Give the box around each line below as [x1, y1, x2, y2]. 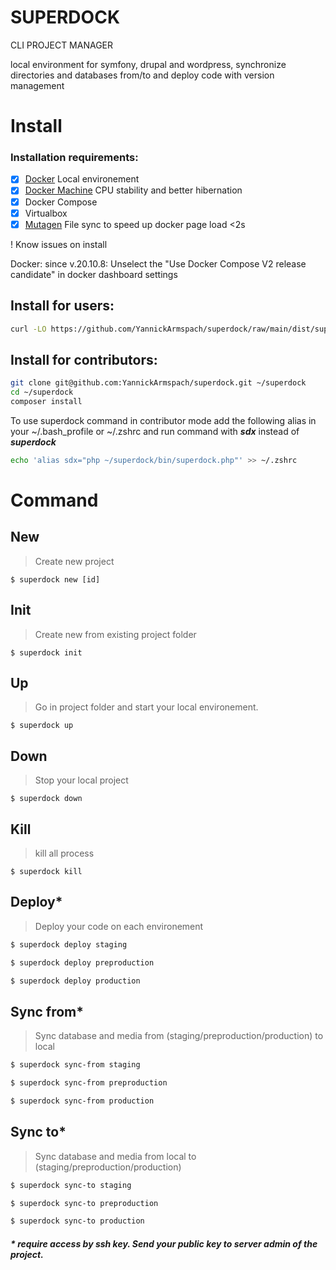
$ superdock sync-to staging [10, 1180, 132, 1190]
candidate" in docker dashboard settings [10, 268, 178, 280]
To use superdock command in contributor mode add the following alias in [10, 414, 317, 426]
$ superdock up [10, 721, 74, 731]
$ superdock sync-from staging [10, 1060, 141, 1070]
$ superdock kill [10, 866, 83, 876]
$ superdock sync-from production [10, 1096, 155, 1106]
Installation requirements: [10, 151, 139, 165]
